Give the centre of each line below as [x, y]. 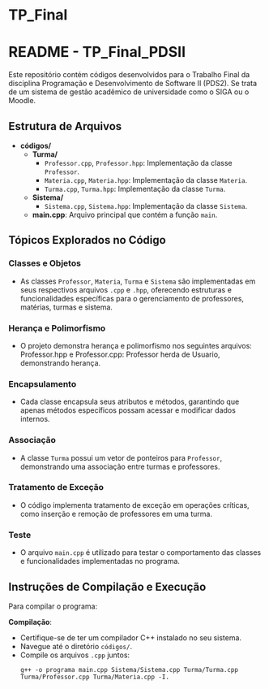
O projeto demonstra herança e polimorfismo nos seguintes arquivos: [136, 345]
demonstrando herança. [60, 362]
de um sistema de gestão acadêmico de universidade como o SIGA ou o [129, 92]
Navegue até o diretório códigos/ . [76, 646]
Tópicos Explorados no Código [87, 240]
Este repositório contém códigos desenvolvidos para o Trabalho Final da [129, 75]
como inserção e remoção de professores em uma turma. [116, 513]
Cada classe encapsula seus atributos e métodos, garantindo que [130, 402]
